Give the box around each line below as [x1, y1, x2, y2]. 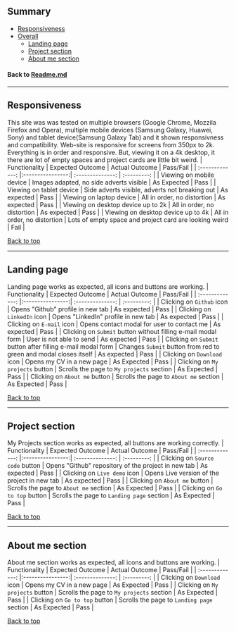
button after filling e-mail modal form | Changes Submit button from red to [7, 342, 220, 351]
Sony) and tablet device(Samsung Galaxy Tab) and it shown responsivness [7, 133, 224, 142]
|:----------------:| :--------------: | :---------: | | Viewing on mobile [19, 171, 214, 179]
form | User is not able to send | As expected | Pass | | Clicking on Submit [7, 335, 219, 343]
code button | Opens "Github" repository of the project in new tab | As [7, 461, 209, 470]
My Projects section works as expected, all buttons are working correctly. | [7, 439, 224, 447]
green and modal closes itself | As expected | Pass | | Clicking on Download [7, 349, 223, 358]
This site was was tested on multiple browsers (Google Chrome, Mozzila [7, 118, 216, 126]
